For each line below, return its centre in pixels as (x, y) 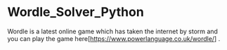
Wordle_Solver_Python (76, 12)
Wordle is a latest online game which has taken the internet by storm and (112, 31)
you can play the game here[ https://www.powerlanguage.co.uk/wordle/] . (114, 38)
